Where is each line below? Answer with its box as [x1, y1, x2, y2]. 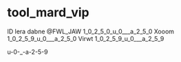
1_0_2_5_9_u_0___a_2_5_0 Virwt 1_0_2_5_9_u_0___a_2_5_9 [7, 34, 164, 42]
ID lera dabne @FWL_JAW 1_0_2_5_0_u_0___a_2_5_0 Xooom [7, 27, 174, 35]
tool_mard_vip [7, 5, 89, 20]
